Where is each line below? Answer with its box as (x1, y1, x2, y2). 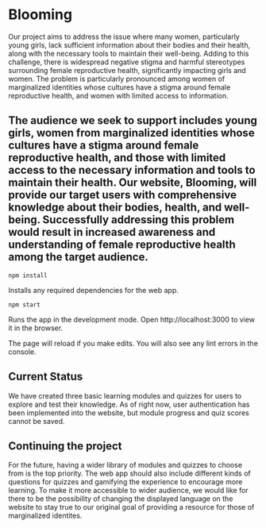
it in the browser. (8, 323, 64, 333)
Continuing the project (8, 439, 122, 453)
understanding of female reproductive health (8, 238, 236, 252)
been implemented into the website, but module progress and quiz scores (8, 407, 250, 418)
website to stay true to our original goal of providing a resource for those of (8, 503, 255, 512)
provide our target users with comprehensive (8, 188, 237, 202)
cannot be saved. (8, 416, 65, 426)
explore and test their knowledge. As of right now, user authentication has (8, 399, 250, 409)
